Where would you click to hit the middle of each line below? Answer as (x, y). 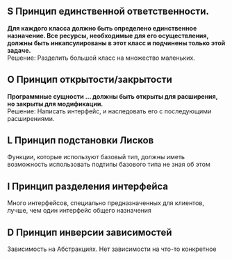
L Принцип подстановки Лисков (81, 141)
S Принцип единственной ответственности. (108, 11)
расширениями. (31, 118)
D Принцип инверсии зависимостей (90, 232)
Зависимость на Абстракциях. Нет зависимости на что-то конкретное (112, 249)
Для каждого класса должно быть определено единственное (102, 28)
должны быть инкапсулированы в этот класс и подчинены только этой (116, 43)
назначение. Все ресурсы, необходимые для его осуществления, (108, 35)
